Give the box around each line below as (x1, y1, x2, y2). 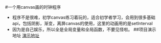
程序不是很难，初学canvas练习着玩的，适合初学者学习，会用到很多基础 (12, 14, 156, 20)
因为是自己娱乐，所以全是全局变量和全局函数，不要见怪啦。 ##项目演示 (12, 27, 157, 32)
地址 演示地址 (12, 33, 40, 38)
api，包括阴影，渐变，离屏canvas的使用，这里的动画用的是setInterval (12, 21, 153, 26)
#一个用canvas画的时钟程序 (5, 4, 61, 10)
